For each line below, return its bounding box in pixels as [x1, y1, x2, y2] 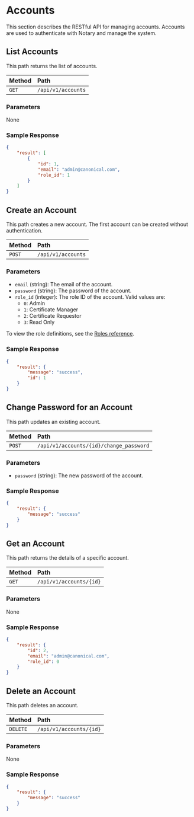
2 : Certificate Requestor [23, 312, 82, 320]
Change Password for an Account [6, 403, 133, 413]
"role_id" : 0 [27, 659, 60, 665]
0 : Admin [23, 300, 46, 307]
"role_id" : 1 [37, 172, 70, 178]
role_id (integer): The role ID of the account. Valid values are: [14, 293, 166, 301]
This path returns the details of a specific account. [6, 554, 129, 561]
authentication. [6, 227, 43, 234]
